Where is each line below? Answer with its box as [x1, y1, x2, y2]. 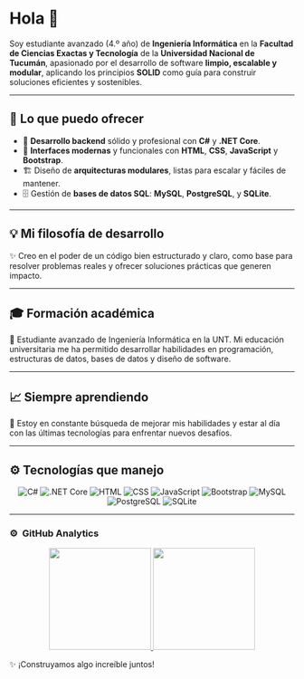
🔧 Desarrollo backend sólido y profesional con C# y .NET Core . [22, 135, 261, 146]
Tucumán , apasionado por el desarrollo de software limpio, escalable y [9, 57, 278, 68]
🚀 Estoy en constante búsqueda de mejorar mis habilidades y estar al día [9, 418, 280, 429]
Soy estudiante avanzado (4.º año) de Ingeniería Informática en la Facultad [9, 38, 294, 49]
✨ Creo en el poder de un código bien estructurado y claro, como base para [9, 250, 293, 261]
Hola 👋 [9, 8, 59, 29]
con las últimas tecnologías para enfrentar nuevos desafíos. [9, 427, 233, 438]
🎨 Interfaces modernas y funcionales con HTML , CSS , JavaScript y [22, 145, 279, 156]
